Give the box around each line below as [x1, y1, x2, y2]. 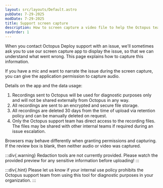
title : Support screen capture [5, 20, 68, 26]
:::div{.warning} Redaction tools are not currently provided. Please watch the [5, 152, 158, 158]
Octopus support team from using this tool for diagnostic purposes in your [5, 172, 154, 178]
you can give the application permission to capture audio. [5, 74, 120, 79]
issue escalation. [12, 129, 46, 134]
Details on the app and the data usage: [5, 83, 82, 88]
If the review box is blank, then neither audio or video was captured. [5, 143, 141, 149]
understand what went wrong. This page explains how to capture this [5, 54, 144, 59]
